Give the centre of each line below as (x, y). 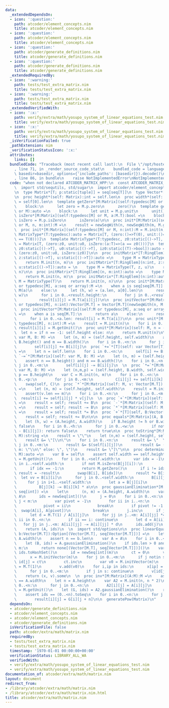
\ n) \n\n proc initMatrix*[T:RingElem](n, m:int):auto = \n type (88, 272)
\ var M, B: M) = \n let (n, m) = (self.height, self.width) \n (84, 338)
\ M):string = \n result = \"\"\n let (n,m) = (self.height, (85, 436)
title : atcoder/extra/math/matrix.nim (46, 697)
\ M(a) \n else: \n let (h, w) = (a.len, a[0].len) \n (78, 291)
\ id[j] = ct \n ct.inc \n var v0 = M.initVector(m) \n (86, 562)
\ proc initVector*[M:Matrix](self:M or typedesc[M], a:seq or (83, 309)
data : (11, 10)
